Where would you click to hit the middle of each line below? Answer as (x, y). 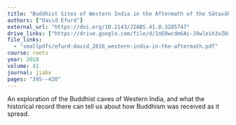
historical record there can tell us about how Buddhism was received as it (113, 107)
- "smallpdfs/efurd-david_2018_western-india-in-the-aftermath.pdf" (116, 46)
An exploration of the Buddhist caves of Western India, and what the (106, 99)
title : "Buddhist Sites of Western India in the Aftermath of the (106, 14)
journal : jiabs (29, 72)
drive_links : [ (29, 33)
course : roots (28, 53)
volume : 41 (23, 66)
